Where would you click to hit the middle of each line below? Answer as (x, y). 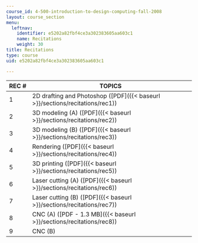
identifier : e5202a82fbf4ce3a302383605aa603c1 (75, 34)
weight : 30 (30, 45)
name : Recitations (39, 39)
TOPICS (110, 86)
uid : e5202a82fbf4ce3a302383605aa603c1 (55, 61)
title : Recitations (30, 50)
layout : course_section (35, 17)
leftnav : (22, 28)
